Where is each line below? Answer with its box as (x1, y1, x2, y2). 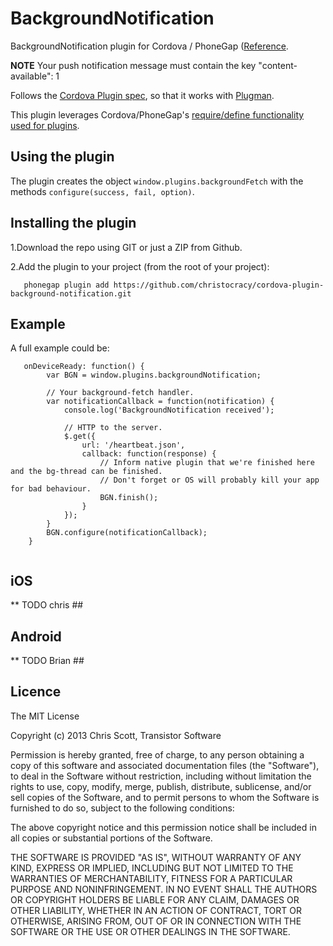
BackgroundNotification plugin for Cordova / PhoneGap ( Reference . (10, 40, 289, 52)
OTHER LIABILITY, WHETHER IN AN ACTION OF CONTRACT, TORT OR (10, 904, 302, 916)
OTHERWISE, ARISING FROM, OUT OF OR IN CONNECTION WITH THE (10, 915, 302, 927)
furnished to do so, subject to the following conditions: (10, 802, 235, 814)
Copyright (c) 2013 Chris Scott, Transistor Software (10, 729, 222, 741)
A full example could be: (10, 342, 110, 354)
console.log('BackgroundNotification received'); (63, 405, 275, 416)
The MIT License (10, 710, 80, 722)
